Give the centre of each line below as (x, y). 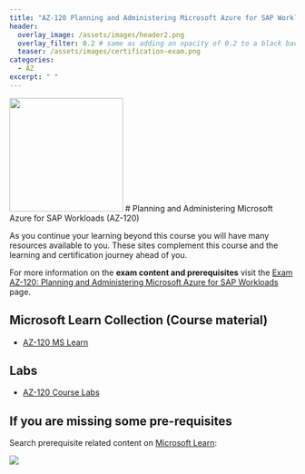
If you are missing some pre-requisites (121, 421)
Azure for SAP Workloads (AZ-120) (74, 218)
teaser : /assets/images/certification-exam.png (109, 52)
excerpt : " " (34, 77)
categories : (32, 60)
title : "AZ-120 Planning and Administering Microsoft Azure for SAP (142, 18)
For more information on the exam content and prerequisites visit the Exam (151, 272)
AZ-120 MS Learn (55, 342)
